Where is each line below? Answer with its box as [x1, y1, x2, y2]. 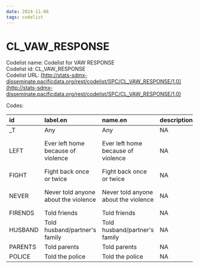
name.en [101, 116, 127, 124]
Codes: [6, 102, 24, 109]
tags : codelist [6, 14, 44, 20]
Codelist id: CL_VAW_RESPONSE [6, 66, 86, 73]
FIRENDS [9, 209, 34, 217]
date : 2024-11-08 [6, 8, 49, 15]
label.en [44, 116, 68, 124]
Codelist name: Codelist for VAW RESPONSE [6, 59, 115, 66]
